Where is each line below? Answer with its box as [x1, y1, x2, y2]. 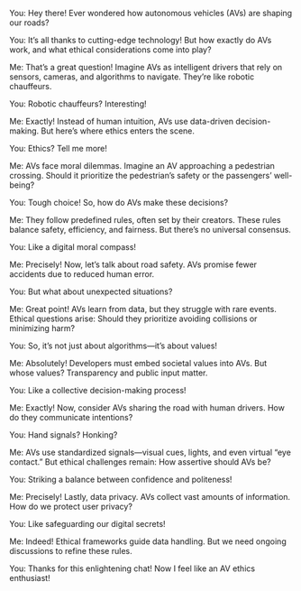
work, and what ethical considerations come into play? [9, 44, 212, 55]
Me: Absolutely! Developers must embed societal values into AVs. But [9, 358, 268, 368]
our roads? [9, 17, 50, 28]
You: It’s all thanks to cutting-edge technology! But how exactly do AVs [9, 35, 272, 45]
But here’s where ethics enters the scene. [41, 125, 196, 136]
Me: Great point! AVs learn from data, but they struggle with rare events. [9, 304, 277, 314]
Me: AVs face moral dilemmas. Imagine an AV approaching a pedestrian [9, 161, 275, 171]
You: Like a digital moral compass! [9, 242, 137, 252]
